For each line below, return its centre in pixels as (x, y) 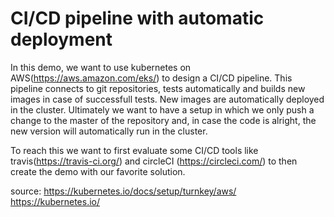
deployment (61, 39)
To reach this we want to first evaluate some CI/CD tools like (134, 150)
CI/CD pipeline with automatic (137, 18)
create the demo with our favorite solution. (98, 171)
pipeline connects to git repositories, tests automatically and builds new (158, 88)
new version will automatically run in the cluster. (109, 131)
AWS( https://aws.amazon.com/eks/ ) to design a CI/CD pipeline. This (151, 78)
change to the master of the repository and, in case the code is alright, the (163, 120)
